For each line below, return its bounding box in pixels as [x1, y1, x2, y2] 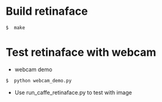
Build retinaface [6, 4, 88, 18]
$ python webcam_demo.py [6, 77, 72, 84]
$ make [6, 25, 26, 31]
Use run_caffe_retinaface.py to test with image [14, 88, 132, 96]
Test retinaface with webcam [6, 45, 156, 59]
